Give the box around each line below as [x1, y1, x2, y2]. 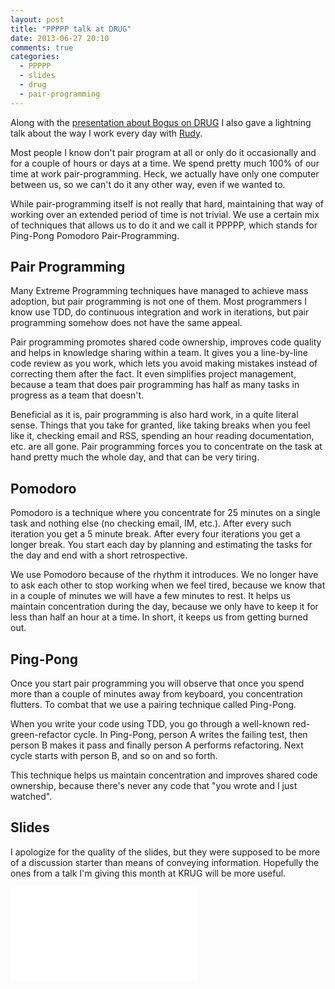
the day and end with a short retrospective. [10, 549, 188, 561]
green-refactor [10, 729, 72, 741]
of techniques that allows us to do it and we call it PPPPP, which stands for [10, 219, 318, 231]
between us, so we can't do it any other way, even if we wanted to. [10, 178, 286, 190]
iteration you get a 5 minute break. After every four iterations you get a [10, 528, 301, 540]
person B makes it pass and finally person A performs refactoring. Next [10, 739, 304, 751]
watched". [10, 791, 53, 803]
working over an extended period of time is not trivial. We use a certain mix [10, 208, 320, 220]
